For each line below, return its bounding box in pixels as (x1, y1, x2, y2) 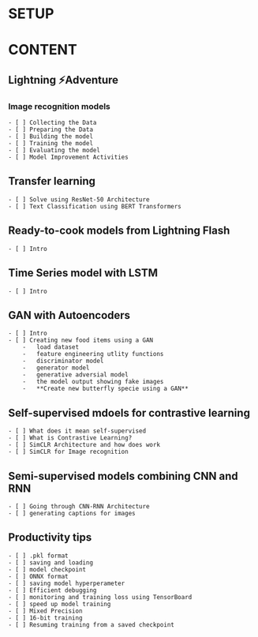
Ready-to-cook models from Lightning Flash (8, 224, 230, 238)
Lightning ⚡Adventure (8, 73, 119, 87)
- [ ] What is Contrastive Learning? (8, 434, 133, 442)
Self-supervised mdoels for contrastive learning (8, 406, 251, 419)
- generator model (22, 364, 90, 372)
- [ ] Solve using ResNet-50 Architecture (8, 195, 150, 204)
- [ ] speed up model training (8, 600, 111, 608)
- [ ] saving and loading (8, 558, 93, 567)
